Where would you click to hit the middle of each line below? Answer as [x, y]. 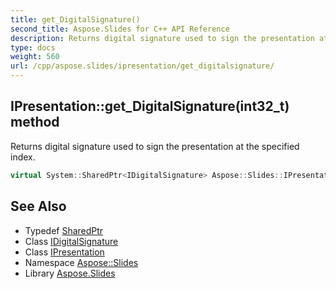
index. [23, 157]
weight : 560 [35, 57]
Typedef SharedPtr [64, 230]
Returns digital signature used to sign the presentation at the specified [155, 146]
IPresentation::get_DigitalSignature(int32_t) [150, 106]
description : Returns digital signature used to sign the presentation [162, 38]
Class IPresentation [64, 252]
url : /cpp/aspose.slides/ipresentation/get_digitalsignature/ [142, 66]
